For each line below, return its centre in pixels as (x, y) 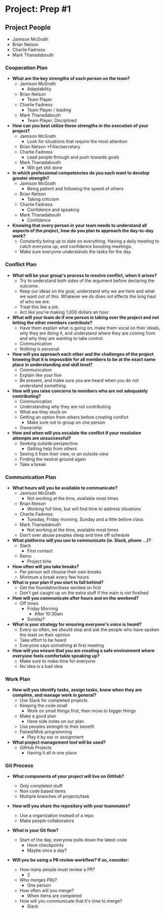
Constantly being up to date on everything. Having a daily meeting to (89, 241)
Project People (28, 27)
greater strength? (31, 178)
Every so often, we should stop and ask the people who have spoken (89, 629)
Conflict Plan (21, 264)
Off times (29, 603)
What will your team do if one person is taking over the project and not (85, 317)
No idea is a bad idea (41, 666)
